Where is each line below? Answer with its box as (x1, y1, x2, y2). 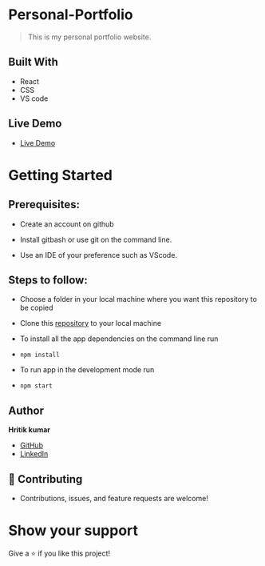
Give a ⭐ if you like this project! (8, 548, 110, 558)
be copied (19, 303, 53, 313)
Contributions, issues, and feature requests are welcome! (19, 494, 209, 503)
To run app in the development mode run (19, 365, 155, 375)
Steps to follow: (8, 273, 88, 287)
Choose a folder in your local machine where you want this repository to (19, 295, 258, 304)
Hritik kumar (8, 425, 50, 435)
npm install (19, 351, 60, 359)
